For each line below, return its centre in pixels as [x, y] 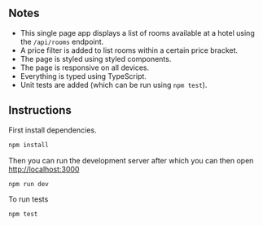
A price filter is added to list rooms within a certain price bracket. [129, 50]
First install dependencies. [53, 130]
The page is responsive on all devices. [84, 67]
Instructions [40, 110]
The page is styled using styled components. [96, 59]
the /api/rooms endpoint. [62, 41]
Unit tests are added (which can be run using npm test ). [114, 85]
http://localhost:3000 [44, 169]
